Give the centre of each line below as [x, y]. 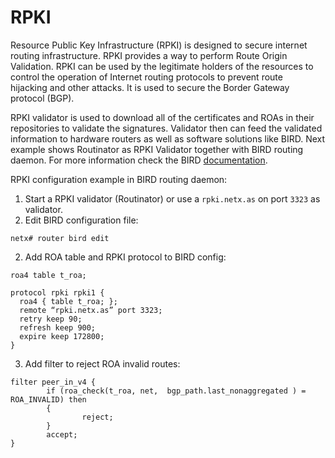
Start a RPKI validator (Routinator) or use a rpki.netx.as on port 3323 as [172, 198]
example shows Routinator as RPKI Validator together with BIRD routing [157, 149]
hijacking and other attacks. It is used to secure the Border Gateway [150, 87]
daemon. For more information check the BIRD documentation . [139, 160]
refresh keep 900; [58, 327]
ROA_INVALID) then [48, 399]
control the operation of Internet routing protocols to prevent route [146, 77]
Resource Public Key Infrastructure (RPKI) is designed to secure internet [159, 45]
